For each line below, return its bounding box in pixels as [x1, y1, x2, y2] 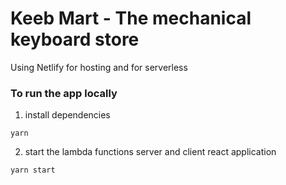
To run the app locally [10, 86, 118, 100]
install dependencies [24, 109, 111, 121]
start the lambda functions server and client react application [24, 146, 277, 158]
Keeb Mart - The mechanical [10, 7, 252, 30]
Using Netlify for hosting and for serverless [10, 61, 188, 73]
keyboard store [10, 28, 140, 51]
